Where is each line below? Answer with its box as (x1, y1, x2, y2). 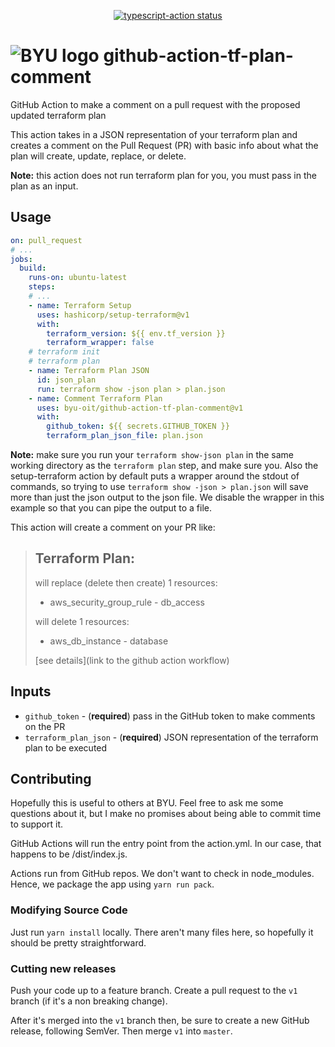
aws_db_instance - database (49, 635, 169, 647)
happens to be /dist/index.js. (10, 848, 128, 860)
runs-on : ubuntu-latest (28, 273, 128, 283)
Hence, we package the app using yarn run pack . (10, 878, 215, 890)
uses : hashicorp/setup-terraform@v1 (36, 310, 190, 320)
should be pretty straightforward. (10, 936, 147, 949)
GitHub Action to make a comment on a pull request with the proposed (10, 98, 301, 110)
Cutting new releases (10, 961, 117, 975)
